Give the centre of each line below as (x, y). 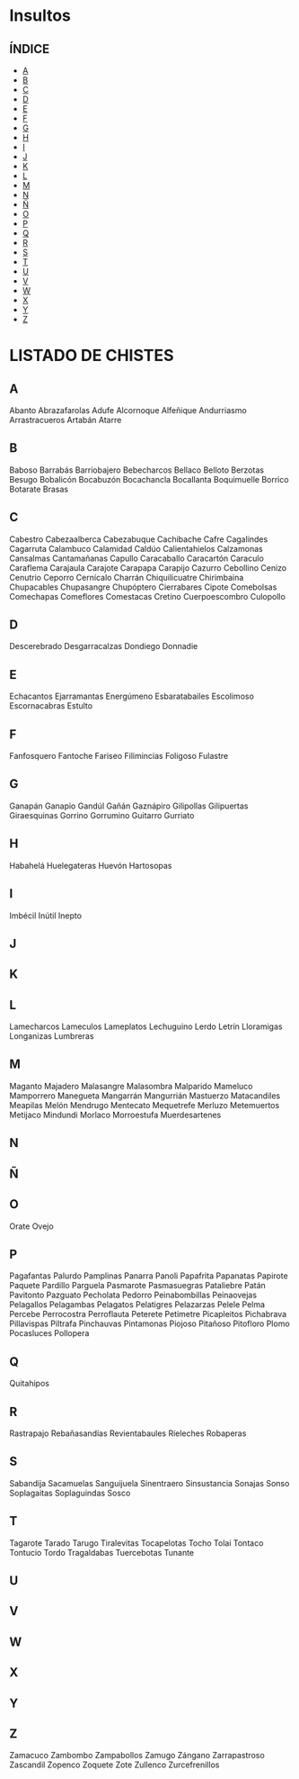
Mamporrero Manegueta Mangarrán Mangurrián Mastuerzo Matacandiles (145, 1096)
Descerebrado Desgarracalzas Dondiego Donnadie (104, 646)
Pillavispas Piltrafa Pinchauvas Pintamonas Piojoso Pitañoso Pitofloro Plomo (149, 1323)
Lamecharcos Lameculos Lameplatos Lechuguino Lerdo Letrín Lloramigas (146, 1026)
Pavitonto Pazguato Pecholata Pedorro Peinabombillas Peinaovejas (133, 1295)
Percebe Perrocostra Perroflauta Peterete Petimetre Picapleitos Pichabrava (148, 1314)
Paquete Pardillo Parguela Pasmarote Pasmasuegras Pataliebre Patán (138, 1286)
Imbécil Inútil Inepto (46, 916)
